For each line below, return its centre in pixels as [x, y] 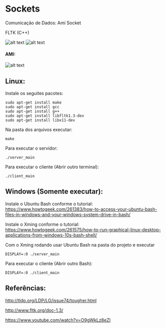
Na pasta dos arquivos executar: [39, 129]
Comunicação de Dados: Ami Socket [43, 23]
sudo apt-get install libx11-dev [40, 120]
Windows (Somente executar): [54, 192]
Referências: [26, 288]
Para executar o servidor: [31, 148]
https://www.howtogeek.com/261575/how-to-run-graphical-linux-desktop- [83, 229]
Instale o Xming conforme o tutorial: [42, 224]
